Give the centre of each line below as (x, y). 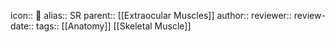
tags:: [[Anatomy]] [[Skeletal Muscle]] (114, 26)
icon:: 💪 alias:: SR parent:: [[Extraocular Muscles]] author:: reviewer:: (151, 15)
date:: (22, 26)
